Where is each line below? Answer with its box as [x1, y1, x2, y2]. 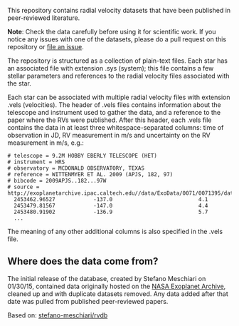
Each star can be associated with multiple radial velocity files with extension [7, 93, 230, 101]
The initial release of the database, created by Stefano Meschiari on [7, 274, 206, 282]
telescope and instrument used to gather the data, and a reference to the [7, 108, 221, 116]
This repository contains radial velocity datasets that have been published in [7, 6, 231, 14]
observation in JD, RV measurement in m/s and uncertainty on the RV [7, 131, 211, 139]
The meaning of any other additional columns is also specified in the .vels [7, 228, 223, 235]
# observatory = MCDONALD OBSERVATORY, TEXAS [7, 165, 144, 172]
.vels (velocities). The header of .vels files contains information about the [7, 101, 222, 109]
